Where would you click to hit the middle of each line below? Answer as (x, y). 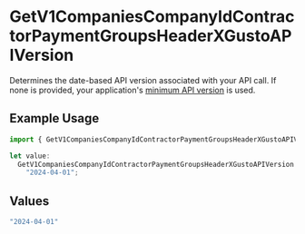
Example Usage (54, 118)
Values (30, 201)
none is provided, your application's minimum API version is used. (133, 90)
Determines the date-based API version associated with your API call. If (143, 80)
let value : (30, 156)
